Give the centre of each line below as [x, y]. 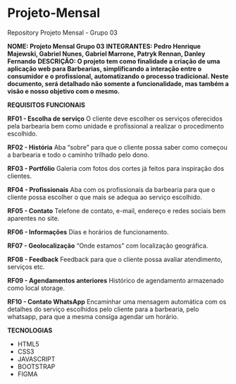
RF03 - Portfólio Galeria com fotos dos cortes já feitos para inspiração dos [116, 168]
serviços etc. [26, 267]
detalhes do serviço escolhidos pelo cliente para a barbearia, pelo [103, 309]
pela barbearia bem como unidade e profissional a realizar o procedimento [116, 126]
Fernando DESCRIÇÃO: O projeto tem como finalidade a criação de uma [114, 61]
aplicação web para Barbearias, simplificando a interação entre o [105, 68]
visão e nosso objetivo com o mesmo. [63, 91]
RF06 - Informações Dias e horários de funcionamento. [88, 232]
